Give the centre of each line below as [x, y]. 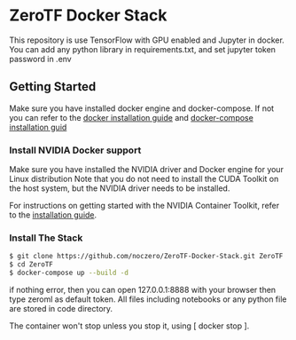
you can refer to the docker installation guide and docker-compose [132, 117]
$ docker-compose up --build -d [69, 273]
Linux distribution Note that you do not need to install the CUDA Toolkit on [144, 179]
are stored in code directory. [61, 308]
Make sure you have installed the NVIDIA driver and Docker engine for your [146, 170]
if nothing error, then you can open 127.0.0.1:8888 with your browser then [143, 289]
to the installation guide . [53, 215]
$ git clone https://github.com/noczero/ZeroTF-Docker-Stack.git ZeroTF [146, 257]
